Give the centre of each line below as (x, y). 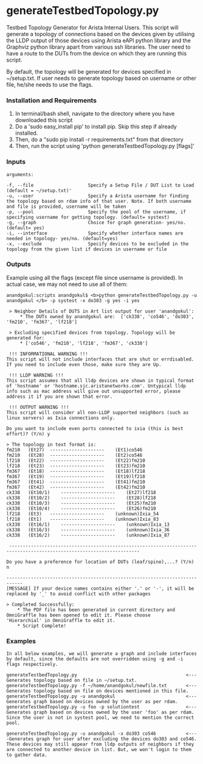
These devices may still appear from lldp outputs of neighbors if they (100, 745)
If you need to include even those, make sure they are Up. (84, 364)
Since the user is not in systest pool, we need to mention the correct (100, 718)
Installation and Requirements (52, 100)
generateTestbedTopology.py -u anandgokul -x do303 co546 (81, 734)
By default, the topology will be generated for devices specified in (89, 71)
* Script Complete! (42, 626)
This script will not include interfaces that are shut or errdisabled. (100, 359)
